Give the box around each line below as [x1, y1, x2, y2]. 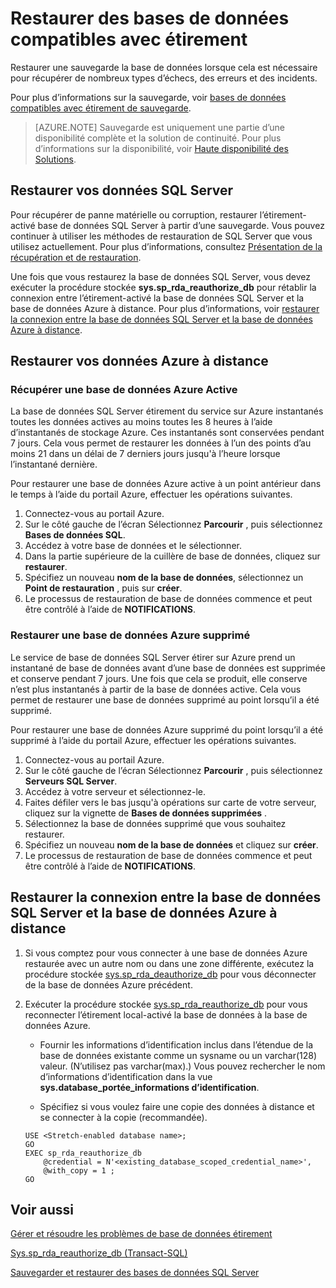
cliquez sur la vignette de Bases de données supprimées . [24, 807, 268, 819]
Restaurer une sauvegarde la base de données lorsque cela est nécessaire [10, 61, 318, 73]
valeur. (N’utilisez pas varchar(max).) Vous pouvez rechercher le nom [39, 1060, 326, 1072]
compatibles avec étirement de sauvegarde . [10, 102, 192, 114]
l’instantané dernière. [10, 458, 98, 471]
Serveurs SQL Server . [24, 775, 118, 787]
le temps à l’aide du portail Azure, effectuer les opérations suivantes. [10, 488, 293, 501]
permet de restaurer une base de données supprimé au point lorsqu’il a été [10, 693, 320, 706]
